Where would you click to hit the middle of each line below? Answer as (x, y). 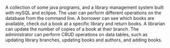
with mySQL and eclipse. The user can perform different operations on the (83, 13)
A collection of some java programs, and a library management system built (84, 7)
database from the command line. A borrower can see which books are (80, 18)
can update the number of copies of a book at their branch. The (72, 29)
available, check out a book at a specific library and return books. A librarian (85, 23)
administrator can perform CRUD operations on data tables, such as (76, 34)
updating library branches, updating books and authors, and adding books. (84, 40)
